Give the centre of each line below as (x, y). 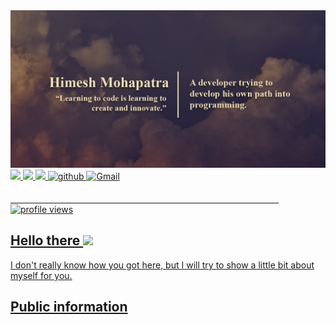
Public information (69, 307)
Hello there (45, 240)
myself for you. (41, 275)
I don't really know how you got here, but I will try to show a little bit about (162, 265)
